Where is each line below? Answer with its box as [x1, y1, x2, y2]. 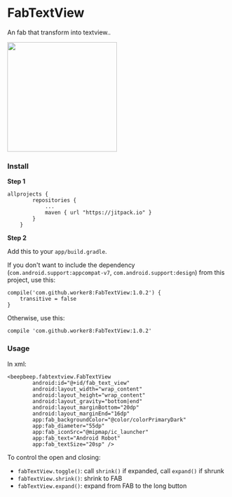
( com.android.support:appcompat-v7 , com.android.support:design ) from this [7, 268, 225, 277]
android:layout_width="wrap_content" [32, 386, 142, 393]
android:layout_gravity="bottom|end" [32, 397, 142, 404]
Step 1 [7, 177, 26, 186]
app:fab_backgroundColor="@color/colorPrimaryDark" [32, 416, 187, 423]
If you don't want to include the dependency [7, 261, 135, 269]
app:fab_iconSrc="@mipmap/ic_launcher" [32, 428, 149, 435]
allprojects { [7, 191, 49, 198]
